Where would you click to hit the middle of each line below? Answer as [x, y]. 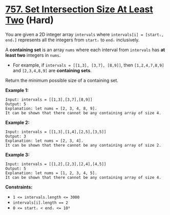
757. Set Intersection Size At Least [79, 9]
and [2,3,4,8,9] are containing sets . [52, 70]
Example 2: [17, 122]
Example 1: [17, 90]
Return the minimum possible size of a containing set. [62, 80]
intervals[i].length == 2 [40, 203]
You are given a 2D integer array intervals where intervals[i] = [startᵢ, [84, 34]
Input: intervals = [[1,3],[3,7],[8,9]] [49, 100]
